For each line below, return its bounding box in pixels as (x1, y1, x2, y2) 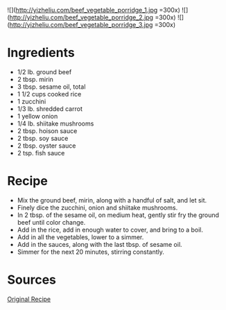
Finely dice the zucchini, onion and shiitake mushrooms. (17, 203, 178, 212)
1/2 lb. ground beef (17, 67, 72, 76)
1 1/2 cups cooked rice (17, 89, 82, 98)
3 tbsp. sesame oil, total (17, 83, 86, 91)
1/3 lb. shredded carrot (17, 104, 83, 113)
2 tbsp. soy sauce (17, 134, 69, 142)
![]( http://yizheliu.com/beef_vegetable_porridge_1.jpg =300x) (7, 6, 180, 14)
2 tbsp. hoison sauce (17, 126, 78, 135)
